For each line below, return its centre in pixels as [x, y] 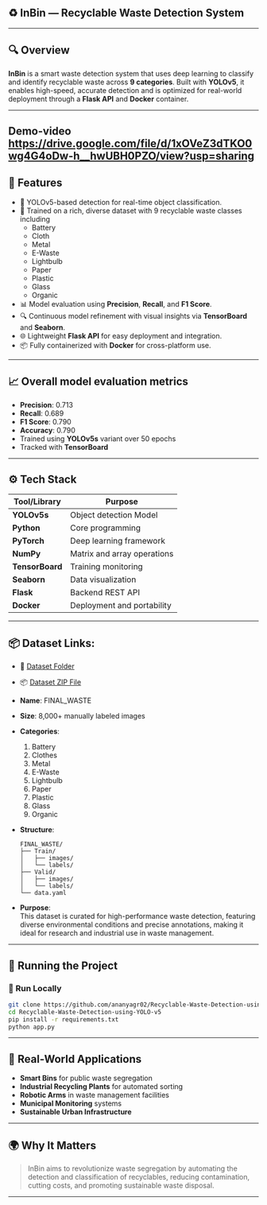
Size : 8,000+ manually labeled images [82, 716]
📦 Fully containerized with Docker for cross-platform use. [116, 345]
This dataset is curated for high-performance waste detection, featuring [137, 916]
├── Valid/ [38, 872]
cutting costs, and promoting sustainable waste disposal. [121, 1186]
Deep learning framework [118, 541]
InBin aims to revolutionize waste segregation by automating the [133, 1168]
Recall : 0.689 [42, 413]
